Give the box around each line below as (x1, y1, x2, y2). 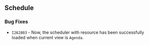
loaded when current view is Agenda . (11, 34, 84, 40)
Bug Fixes (4, 18, 29, 25)
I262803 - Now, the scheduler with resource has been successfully (11, 29, 145, 35)
